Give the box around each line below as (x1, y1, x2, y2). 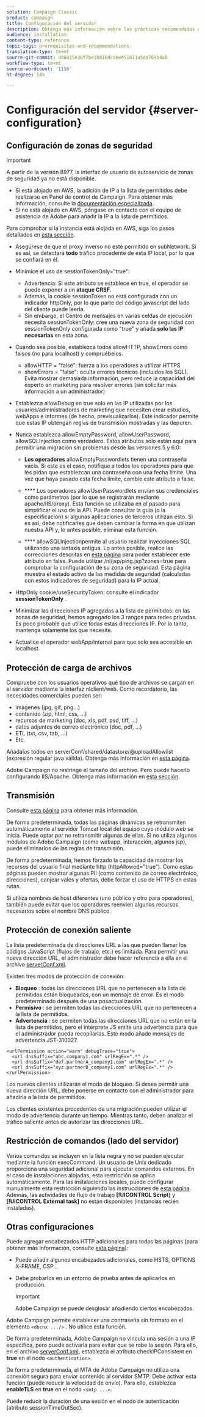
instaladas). (6, 1204, 35, 1211)
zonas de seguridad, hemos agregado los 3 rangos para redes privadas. (15, 614, 197, 621)
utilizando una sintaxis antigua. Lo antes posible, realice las (24, 545, 174, 552)
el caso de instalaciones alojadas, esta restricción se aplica (6, 1171, 156, 1179)
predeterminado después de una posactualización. (15, 997, 143, 1004)
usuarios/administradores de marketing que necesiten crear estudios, (15, 406, 190, 413)
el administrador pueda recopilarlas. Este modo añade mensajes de (15, 1029, 185, 1037)
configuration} (6, 116, 82, 130)
